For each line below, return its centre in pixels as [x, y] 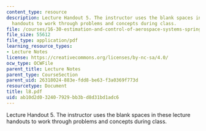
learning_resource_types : [39, 47]
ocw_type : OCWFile [30, 63]
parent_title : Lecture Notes [44, 69]
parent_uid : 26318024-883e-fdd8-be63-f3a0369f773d [72, 80]
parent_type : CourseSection [42, 75]
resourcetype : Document [37, 86]
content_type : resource [37, 12]
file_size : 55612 [29, 35]
